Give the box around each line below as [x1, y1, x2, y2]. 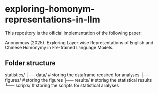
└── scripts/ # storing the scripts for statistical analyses [5, 82, 119, 88]
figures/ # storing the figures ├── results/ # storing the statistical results [5, 77, 152, 83]
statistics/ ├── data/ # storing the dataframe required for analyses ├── [5, 72, 150, 78]
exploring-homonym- [5, 3, 95, 15]
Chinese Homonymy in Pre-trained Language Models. [5, 45, 114, 50]
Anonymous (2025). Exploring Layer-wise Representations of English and [5, 39, 154, 45]
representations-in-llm [5, 14, 100, 25]
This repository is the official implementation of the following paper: [5, 30, 142, 36]
